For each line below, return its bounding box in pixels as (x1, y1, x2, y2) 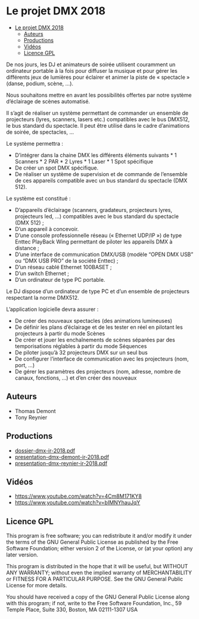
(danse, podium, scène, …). (6, 79, 73, 87)
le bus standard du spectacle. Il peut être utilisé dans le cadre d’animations (6, 122, 190, 129)
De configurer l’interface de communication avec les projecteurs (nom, (14, 355, 189, 362)
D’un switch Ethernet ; (14, 270, 70, 277)
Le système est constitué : (6, 195, 71, 202)
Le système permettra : (6, 140, 64, 147)
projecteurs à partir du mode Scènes (14, 329, 105, 337)
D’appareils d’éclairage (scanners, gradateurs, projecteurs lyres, (14, 206, 173, 213)
